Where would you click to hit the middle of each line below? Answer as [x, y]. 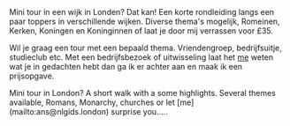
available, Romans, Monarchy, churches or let [92, 102]
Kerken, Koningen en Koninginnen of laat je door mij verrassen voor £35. [141, 31]
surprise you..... [139, 111]
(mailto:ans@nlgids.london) [59, 111]
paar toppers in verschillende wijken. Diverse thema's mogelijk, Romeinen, [145, 21]
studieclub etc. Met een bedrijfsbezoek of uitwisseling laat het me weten [141, 57]
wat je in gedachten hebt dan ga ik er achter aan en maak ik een [126, 67]
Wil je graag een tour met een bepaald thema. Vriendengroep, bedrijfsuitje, [145, 48]
